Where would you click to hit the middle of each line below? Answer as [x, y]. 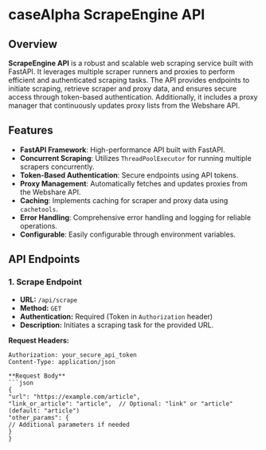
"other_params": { [39, 417]
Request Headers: [39, 340]
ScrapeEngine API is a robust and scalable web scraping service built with [131, 63]
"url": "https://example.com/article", [74, 397]
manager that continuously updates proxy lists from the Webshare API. [124, 106]
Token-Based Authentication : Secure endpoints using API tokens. [129, 175]
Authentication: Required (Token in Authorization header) [116, 316]
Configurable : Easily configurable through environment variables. [128, 234]
